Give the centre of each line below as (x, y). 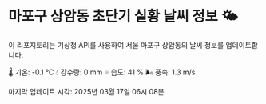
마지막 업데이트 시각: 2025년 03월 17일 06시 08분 (87, 91)
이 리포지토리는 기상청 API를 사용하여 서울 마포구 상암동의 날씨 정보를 (116, 45)
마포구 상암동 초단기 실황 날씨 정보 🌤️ (123, 16)
